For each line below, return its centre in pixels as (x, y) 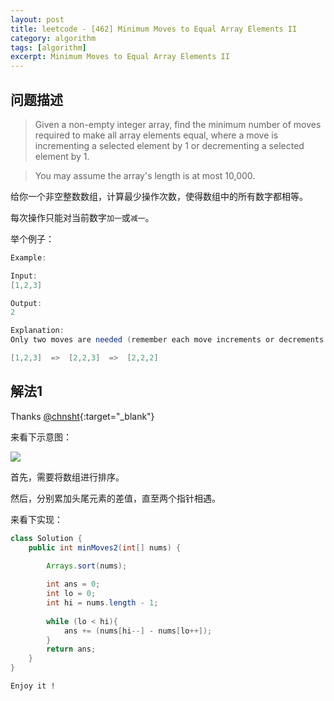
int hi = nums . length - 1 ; (102, 603)
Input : (24, 276)
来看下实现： (36, 519)
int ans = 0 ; (73, 584)
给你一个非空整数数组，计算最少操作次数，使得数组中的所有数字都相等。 (159, 196)
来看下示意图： (41, 437)
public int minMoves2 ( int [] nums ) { (105, 547)
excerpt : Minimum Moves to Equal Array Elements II (120, 57)
